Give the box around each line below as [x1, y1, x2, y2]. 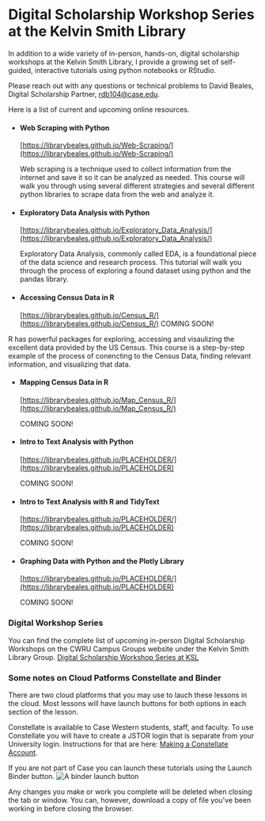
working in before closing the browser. [8, 804, 134, 813]
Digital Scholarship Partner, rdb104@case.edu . [8, 89, 161, 98]
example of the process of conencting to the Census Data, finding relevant [8, 351, 252, 360]
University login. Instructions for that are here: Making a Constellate [8, 739, 229, 749]
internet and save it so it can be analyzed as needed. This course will [19, 173, 245, 182]
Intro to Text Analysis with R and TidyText [19, 497, 160, 506]
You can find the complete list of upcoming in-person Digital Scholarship [8, 635, 245, 645]
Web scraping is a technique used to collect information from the [19, 164, 232, 174]
